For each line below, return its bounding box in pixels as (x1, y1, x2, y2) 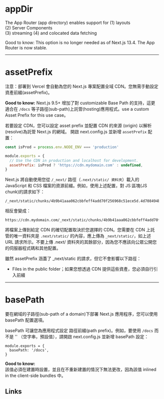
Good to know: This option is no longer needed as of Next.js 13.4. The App (5, 39, 155, 45)
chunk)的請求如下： (5, 189, 45, 195)
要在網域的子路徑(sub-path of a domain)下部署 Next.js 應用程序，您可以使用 (5, 311, 158, 317)
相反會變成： (5, 208, 31, 214)
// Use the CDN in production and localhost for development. (9, 158, 139, 163)
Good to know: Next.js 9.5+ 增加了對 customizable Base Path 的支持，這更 (5, 100, 155, 106)
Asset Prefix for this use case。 (5, 112, 68, 118)
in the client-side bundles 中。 (5, 373, 66, 378)
